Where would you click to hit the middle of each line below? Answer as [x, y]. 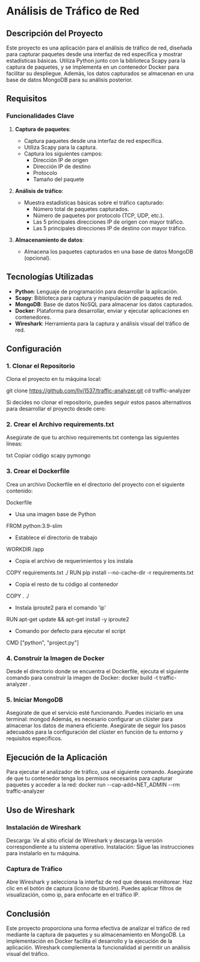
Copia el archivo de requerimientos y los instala [74, 561]
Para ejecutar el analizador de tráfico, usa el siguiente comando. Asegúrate [100, 772]
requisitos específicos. [34, 738]
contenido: [20, 491]
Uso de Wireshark [41, 810]
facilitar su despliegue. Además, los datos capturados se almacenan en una [100, 73]
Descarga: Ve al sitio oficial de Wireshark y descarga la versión [84, 840]
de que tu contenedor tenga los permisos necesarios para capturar [89, 778]
